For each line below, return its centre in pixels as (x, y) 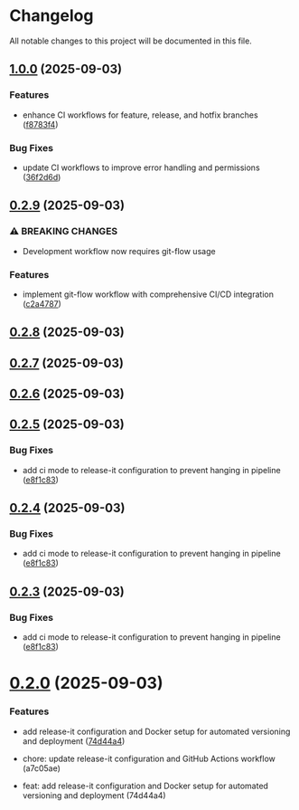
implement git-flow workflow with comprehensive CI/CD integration (148, 294)
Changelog (51, 16)
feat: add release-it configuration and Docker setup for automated (145, 786)
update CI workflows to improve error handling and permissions (141, 167)
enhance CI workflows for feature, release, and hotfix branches (140, 115)
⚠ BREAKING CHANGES (64, 232)
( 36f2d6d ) (42, 176)
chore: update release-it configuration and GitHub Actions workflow (149, 758)
